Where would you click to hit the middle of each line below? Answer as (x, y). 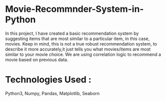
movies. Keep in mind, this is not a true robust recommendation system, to (81, 44)
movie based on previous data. (37, 59)
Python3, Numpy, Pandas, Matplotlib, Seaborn (52, 93)
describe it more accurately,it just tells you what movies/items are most (78, 49)
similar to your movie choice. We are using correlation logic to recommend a (83, 54)
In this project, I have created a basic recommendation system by (72, 33)
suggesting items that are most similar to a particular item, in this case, (78, 39)
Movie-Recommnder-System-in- (75, 9)
